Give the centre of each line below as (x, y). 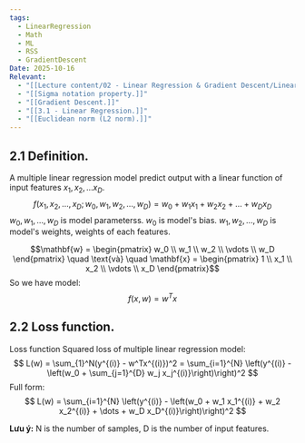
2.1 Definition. (49, 156)
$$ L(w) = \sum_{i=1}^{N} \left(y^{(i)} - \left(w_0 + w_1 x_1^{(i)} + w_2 (152, 401)
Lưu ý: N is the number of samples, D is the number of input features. (139, 428)
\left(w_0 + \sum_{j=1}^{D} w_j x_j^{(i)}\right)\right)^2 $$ (152, 372)
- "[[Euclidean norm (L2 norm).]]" (85, 119)
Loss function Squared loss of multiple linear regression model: (128, 349)
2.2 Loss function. (62, 327)
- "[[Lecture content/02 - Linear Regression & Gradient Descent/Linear (158, 85)
